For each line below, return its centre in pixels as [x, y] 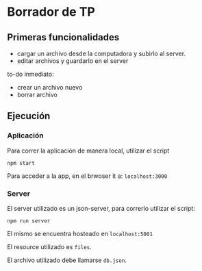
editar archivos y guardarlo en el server [73, 61]
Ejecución [29, 116]
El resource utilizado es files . [50, 246]
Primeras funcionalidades [63, 37]
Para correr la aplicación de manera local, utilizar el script [88, 151]
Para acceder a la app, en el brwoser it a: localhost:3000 [87, 176]
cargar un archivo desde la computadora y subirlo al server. [101, 53]
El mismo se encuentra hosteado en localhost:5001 [80, 233]
